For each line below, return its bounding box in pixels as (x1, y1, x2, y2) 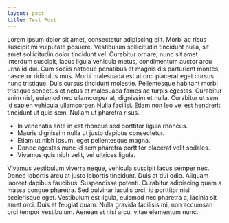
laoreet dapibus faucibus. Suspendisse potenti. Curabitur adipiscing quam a (7, 178, 222, 187)
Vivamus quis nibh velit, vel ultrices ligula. (17, 150, 136, 159)
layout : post (7, 10, 45, 17)
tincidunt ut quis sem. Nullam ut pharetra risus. (7, 108, 140, 117)
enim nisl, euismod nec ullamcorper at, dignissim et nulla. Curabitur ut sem (7, 93, 219, 102)
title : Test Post (7, 16, 57, 23)
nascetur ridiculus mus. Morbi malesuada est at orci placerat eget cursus (7, 71, 215, 80)
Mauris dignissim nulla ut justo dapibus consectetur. (17, 128, 165, 137)
